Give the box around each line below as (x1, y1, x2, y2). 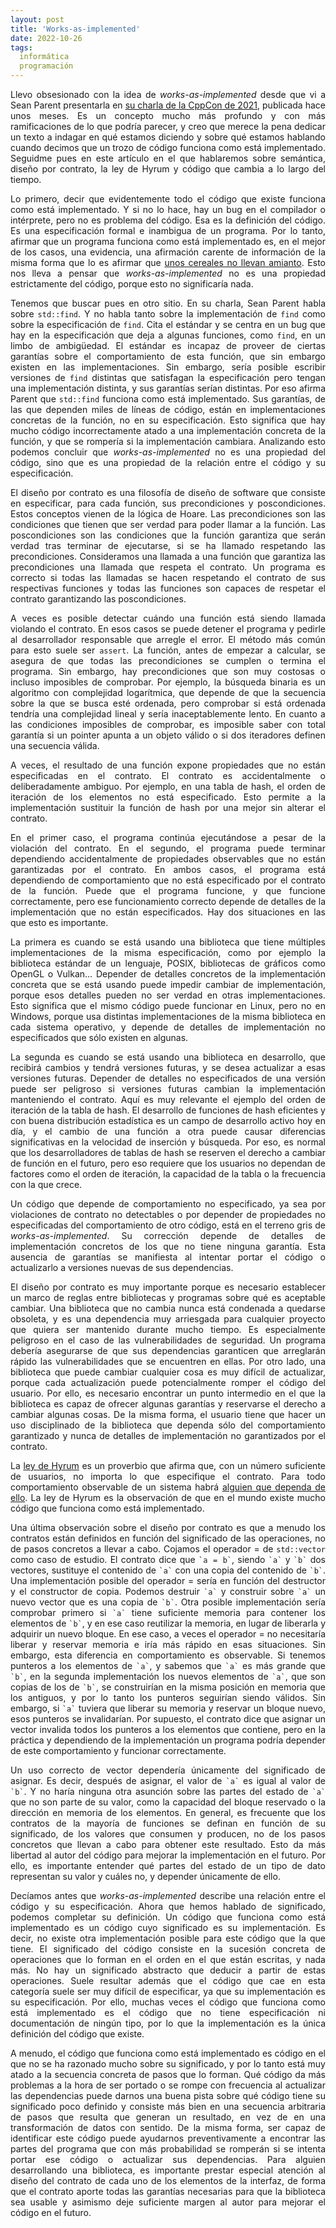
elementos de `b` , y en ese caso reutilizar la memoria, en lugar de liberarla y (10, 1617, 327, 1629)
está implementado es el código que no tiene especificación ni (10, 2007, 326, 2018)
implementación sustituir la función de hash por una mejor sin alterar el (10, 802, 326, 813)
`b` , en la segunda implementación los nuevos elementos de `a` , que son (10, 1671, 327, 1682)
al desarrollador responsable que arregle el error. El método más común (10, 634, 326, 645)
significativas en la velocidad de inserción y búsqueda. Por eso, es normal (10, 1136, 326, 1148)
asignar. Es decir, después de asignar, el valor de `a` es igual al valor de (10, 1775, 327, 1786)
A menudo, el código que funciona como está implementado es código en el (10, 2047, 326, 2059)
